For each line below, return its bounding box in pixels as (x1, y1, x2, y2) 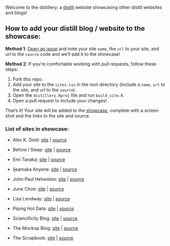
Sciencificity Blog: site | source (12, 215, 78, 222)
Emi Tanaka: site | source (12, 156, 65, 162)
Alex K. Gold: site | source (12, 137, 67, 143)
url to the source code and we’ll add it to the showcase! (5, 51, 121, 57)
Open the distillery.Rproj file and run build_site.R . (12, 92, 125, 98)
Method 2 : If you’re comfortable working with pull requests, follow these (5, 61, 157, 67)
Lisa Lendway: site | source (12, 196, 70, 202)
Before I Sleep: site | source (12, 147, 71, 153)
